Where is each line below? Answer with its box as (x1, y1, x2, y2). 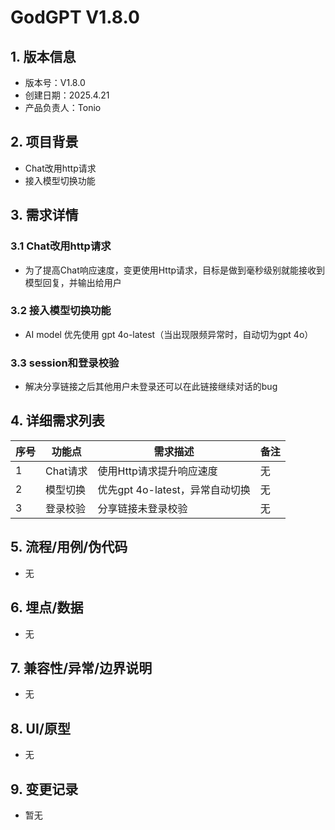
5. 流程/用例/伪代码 (10, 539, 128, 556)
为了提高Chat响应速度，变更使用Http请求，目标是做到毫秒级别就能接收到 (24, 264, 326, 276)
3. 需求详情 (10, 207, 79, 224)
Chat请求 (45, 464, 88, 478)
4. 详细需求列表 (10, 412, 105, 430)
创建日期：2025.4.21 (24, 89, 110, 101)
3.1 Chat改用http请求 (10, 239, 112, 253)
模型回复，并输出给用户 (24, 276, 122, 288)
